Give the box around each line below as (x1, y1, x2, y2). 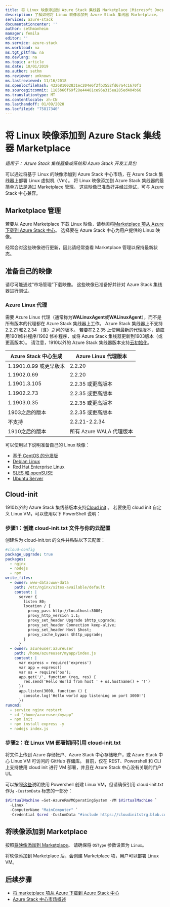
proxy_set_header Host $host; (27, 627, 92, 632)
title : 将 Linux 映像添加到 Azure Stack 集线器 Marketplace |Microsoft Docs (5, 7, 164, 13)
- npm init (10, 717, 33, 722)
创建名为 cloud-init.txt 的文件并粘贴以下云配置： (5, 537, 105, 543)
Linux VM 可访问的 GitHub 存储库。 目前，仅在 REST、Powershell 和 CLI (11, 758, 161, 764)
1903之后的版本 (8, 409, 47, 416)
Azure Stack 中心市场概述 (12, 896, 66, 902)
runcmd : (5, 703, 22, 708)
